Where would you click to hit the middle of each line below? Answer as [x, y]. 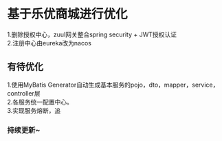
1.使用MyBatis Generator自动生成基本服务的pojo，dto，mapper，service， [113, 85]
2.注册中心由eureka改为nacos [49, 43]
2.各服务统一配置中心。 [40, 102]
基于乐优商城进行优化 [68, 14]
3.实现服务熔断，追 [34, 110]
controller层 [24, 93]
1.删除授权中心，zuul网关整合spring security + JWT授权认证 [92, 34]
